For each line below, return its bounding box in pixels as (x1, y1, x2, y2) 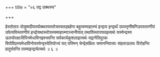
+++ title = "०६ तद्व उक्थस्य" (5, 4, 56, 10)
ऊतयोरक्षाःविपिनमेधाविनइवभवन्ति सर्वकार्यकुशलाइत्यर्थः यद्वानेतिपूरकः (5, 35, 108, 41)
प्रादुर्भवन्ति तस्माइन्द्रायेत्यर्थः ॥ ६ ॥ (5, 46, 58, 52)
